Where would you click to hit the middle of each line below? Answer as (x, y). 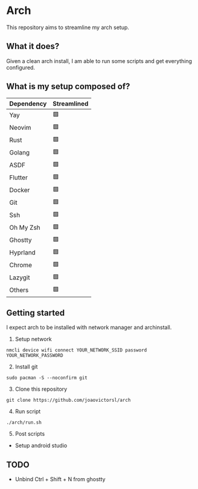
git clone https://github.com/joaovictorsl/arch (69, 401)
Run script (28, 411)
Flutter (19, 178)
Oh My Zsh (25, 228)
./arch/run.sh (24, 423)
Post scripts (30, 434)
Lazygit (20, 278)
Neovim (20, 128)
